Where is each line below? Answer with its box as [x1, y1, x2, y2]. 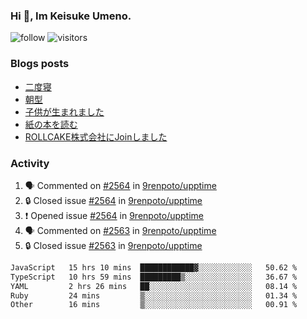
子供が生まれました [24, 105, 105, 118]
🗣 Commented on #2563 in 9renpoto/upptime [24, 224, 217, 236]
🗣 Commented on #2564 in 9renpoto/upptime [24, 179, 217, 191]
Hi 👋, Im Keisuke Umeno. [10, 9, 132, 23]
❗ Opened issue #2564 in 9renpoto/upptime [24, 209, 205, 221]
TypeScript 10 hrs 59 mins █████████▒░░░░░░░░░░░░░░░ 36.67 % [10, 272, 298, 282]
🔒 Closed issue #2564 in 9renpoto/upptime [24, 194, 203, 206]
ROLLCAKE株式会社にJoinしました [24, 130, 168, 143]
